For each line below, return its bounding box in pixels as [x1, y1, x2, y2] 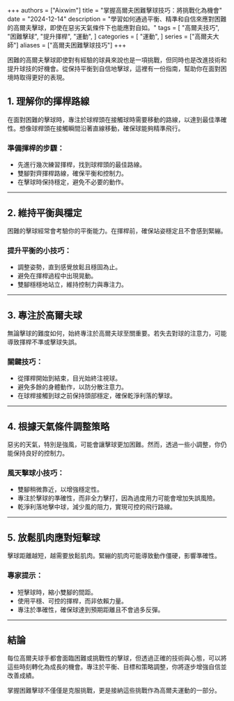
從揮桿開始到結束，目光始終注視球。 [17, 374, 122, 382]
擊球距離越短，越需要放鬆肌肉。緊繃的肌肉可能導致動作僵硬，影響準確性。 [7, 552, 221, 560]
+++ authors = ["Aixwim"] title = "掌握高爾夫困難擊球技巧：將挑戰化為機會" [7, 6, 223, 14]
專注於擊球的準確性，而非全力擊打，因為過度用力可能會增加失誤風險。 [17, 494, 219, 502]
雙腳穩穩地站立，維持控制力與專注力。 [17, 280, 127, 289]
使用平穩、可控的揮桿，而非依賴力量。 [17, 596, 127, 605]
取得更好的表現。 [19, 73, 68, 82]
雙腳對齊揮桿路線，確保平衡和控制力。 [17, 169, 127, 178]
